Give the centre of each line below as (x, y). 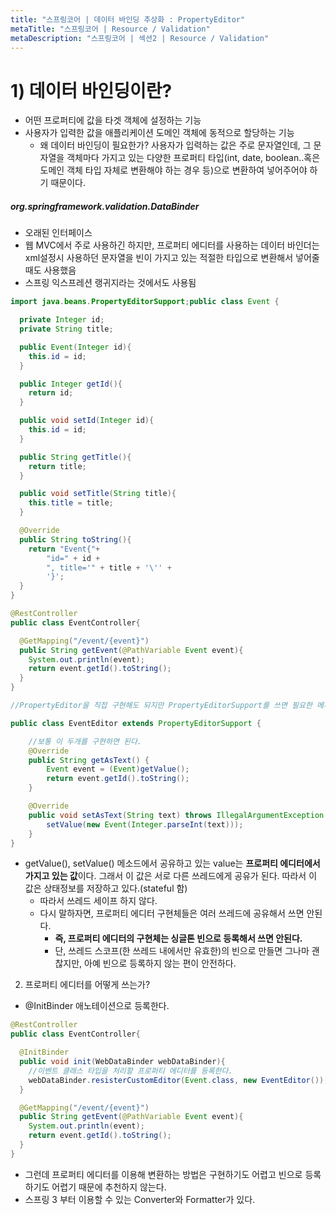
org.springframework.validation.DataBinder (105, 206)
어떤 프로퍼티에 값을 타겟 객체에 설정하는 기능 (113, 120)
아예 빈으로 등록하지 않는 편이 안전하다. (160, 963)
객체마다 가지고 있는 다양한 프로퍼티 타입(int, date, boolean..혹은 (193, 158)
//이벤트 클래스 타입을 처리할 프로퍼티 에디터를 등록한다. (130, 1071)
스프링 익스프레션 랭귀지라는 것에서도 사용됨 (110, 283)
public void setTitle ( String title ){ (98, 494)
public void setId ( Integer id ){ (87, 421)
